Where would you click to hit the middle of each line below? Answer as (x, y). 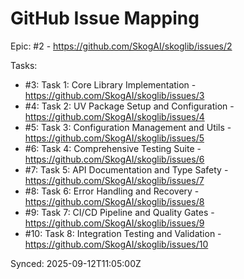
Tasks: (24, 65)
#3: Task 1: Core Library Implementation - (110, 84)
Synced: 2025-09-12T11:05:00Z (76, 263)
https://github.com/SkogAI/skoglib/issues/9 (114, 223)
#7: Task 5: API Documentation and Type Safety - (126, 169)
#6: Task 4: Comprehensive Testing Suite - (113, 148)
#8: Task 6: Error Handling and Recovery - (112, 191)
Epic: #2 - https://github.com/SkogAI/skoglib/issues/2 (121, 46)
